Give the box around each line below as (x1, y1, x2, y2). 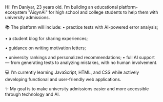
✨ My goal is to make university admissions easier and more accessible (5, 86, 149, 92)
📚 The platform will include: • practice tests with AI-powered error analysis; (5, 24, 159, 30)
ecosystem (5, 9, 28, 15)
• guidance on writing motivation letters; (5, 45, 86, 51)
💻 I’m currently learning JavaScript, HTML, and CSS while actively (5, 69, 139, 75)
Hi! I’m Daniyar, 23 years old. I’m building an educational (5, 4, 118, 10)
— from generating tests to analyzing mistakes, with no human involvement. (5, 60, 158, 65)
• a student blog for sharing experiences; (5, 36, 88, 41)
